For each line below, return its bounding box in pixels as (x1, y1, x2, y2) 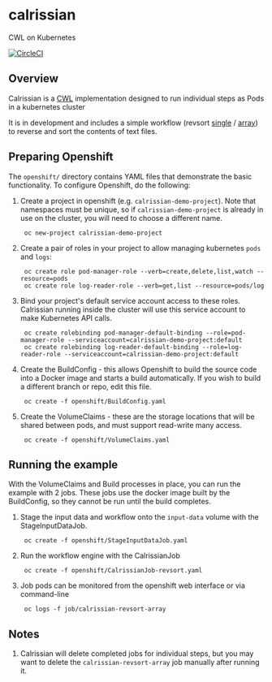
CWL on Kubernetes (8, 32, 76, 42)
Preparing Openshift (8, 150, 114, 164)
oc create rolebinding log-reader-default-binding (24, 343, 199, 351)
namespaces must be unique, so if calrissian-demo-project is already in (19, 205, 264, 214)
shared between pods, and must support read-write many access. (19, 420, 242, 429)
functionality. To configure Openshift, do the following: (8, 180, 191, 190)
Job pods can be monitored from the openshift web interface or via (19, 581, 246, 590)
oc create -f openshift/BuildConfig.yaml (24, 397, 166, 405)
